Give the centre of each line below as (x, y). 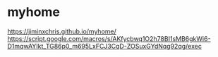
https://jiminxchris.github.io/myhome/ (62, 31)
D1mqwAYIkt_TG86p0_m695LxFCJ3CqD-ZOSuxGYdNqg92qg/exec (105, 46)
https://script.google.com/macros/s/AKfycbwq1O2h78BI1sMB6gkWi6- (109, 38)
